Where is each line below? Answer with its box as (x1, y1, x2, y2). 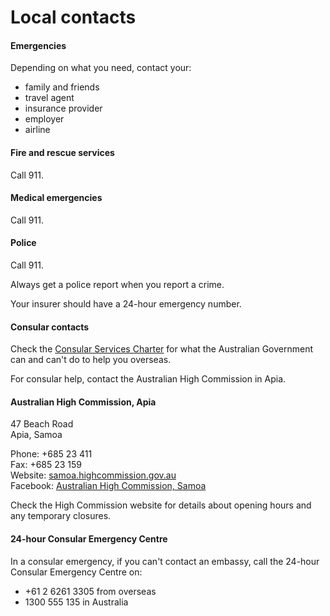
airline (24, 124, 51, 136)
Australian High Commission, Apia (10, 396, 157, 408)
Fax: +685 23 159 (10, 459, 83, 471)
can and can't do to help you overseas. (10, 354, 172, 366)
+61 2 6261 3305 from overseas (24, 585, 157, 597)
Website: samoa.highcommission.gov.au (10, 469, 177, 481)
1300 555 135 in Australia (24, 596, 129, 608)
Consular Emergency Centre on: (10, 566, 143, 578)
